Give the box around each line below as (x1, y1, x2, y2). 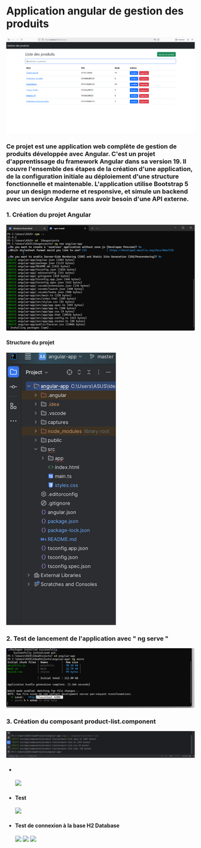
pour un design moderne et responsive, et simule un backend (6, 187, 188, 196)
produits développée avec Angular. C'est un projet (6, 149, 156, 158)
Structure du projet (6, 338, 55, 346)
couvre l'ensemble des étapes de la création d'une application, (6, 164, 193, 173)
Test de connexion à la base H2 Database (14, 822, 120, 829)
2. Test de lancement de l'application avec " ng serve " (6, 634, 169, 643)
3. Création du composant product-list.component (6, 717, 156, 726)
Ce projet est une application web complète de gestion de (6, 142, 177, 151)
